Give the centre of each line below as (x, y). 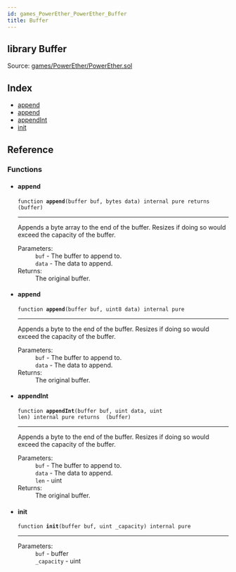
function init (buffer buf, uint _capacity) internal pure (104, 527)
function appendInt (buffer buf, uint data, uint (90, 411)
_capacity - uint (58, 561)
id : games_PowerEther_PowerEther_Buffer (67, 14)
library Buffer (37, 49)
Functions (25, 170)
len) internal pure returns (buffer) (74, 417)
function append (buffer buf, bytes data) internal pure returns (113, 201)
